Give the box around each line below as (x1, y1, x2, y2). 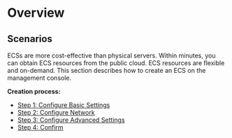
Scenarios (7, 33, 52, 45)
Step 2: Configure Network (17, 109, 96, 116)
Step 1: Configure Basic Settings (17, 101, 110, 109)
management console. (7, 74, 72, 82)
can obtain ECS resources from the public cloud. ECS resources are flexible (7, 59, 225, 67)
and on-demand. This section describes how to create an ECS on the (7, 67, 206, 74)
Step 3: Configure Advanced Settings (17, 116, 125, 124)
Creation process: (7, 88, 61, 95)
